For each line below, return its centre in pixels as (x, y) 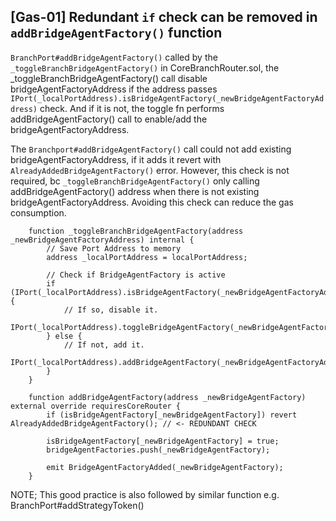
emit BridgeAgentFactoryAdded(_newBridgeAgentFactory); (165, 467)
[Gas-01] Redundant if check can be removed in (164, 17)
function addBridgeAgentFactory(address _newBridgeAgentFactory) (167, 397)
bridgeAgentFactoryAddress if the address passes (114, 89)
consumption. (38, 212)
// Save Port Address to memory (114, 248)
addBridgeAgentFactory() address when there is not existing (135, 191)
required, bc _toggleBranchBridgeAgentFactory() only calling (135, 181)
